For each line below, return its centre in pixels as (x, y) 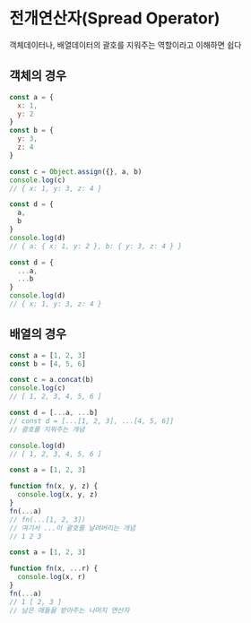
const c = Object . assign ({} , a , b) (76, 171)
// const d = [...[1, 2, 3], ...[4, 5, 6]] (92, 421)
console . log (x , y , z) (58, 495)
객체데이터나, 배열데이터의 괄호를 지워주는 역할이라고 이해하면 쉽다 (125, 45)
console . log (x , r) (52, 577)
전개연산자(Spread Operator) (115, 18)
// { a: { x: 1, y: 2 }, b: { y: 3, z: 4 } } (95, 246)
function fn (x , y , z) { (54, 486)
